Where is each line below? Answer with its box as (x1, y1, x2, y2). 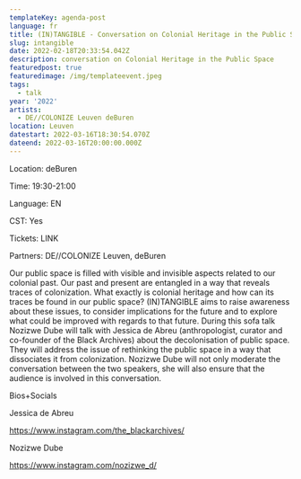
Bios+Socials (9, 390, 58, 401)
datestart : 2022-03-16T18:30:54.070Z (9, 130, 150, 139)
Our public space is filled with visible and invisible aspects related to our (9, 267, 276, 279)
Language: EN (9, 198, 62, 208)
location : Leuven (9, 122, 74, 131)
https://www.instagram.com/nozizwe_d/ (9, 459, 157, 470)
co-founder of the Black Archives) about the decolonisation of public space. (9, 334, 290, 345)
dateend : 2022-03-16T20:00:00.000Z (9, 138, 142, 147)
